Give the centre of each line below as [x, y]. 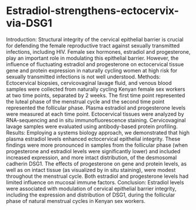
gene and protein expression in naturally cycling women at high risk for [92, 70]
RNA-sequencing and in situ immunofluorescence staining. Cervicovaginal [96, 120]
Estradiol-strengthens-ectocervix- [92, 11]
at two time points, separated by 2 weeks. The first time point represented [96, 95]
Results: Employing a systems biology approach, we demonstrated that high [98, 132]
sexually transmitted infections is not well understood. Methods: [83, 77]
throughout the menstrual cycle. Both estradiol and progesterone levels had [97, 176]
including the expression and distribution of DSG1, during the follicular [91, 195]
